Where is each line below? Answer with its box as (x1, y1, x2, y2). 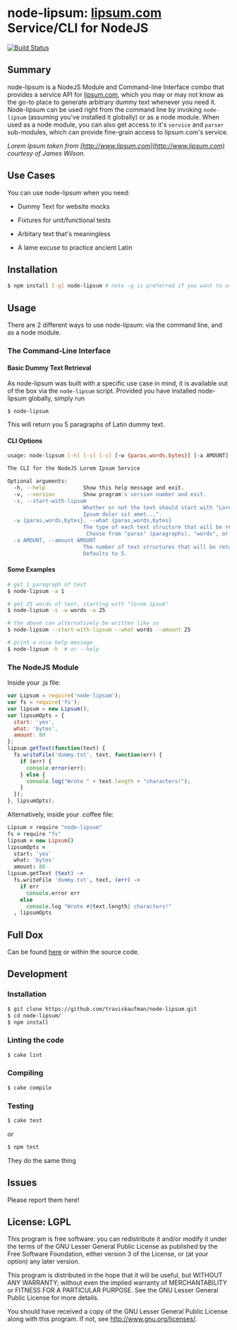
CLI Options (7, 436, 43, 445)
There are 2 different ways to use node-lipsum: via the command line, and (7, 320, 223, 330)
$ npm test (7, 1143, 39, 1150)
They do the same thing (7, 1156, 76, 1164)
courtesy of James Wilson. (7, 149, 86, 157)
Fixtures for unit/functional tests (17, 216, 111, 224)
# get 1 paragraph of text (7, 581, 87, 588)
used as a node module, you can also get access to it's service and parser (7, 120, 224, 129)
